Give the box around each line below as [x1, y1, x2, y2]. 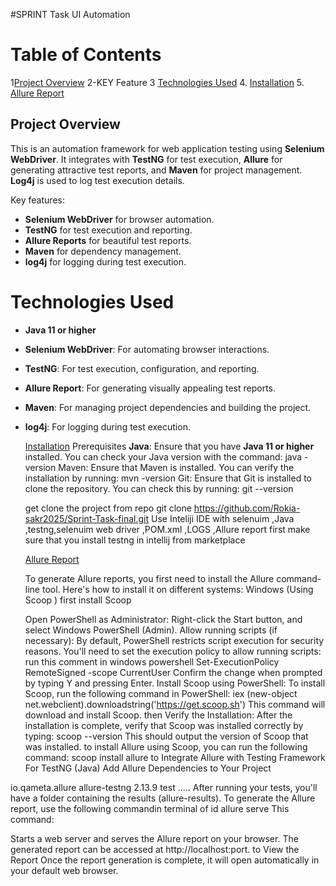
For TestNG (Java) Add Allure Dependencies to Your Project [24, 762, 272, 774]
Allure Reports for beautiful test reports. [24, 234, 192, 246]
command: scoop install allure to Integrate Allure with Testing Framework [24, 751, 326, 763]
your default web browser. [10, 864, 119, 876]
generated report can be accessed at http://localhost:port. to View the [10, 843, 300, 855]
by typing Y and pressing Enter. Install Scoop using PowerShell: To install [24, 677, 326, 689]
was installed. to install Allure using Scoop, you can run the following [24, 740, 308, 753]
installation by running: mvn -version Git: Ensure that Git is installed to [24, 472, 313, 484]
